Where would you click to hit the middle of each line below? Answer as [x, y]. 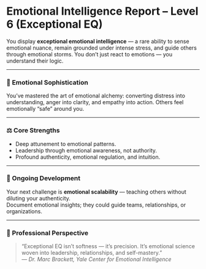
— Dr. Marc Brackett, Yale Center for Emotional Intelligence [96, 259]
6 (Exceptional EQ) [55, 24]
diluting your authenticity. [38, 198]
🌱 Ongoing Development [44, 178]
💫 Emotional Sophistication [48, 82]
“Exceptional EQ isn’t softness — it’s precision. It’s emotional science [108, 246]
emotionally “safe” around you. [45, 109]
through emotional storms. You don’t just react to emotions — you [90, 54]
